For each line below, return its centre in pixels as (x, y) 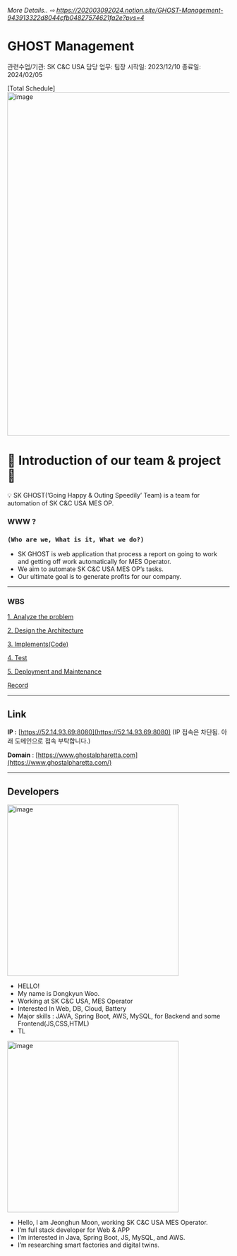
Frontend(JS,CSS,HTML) (53, 1023)
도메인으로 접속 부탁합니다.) (53, 741)
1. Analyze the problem (41, 617)
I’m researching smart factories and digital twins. (89, 1245)
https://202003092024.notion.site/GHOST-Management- (140, 10)
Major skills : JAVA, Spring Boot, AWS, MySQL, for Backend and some (119, 1016)
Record (18, 686)
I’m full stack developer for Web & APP (74, 1230)
